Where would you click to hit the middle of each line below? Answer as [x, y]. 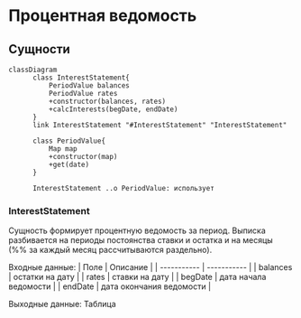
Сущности [40, 49]
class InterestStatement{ [81, 78]
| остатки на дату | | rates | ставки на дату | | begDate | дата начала [137, 277]
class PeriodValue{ [68, 141]
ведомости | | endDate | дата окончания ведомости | [110, 286]
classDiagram [33, 70]
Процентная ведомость [103, 16]
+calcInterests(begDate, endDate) [113, 109]
